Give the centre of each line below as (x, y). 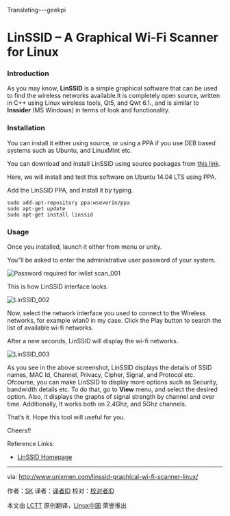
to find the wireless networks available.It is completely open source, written (114, 96)
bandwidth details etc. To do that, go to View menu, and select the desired (112, 389)
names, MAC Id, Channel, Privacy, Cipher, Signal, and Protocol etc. (101, 375)
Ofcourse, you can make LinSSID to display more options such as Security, (112, 382)
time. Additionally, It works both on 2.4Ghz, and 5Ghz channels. (97, 404)
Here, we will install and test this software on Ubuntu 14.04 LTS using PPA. (112, 177)
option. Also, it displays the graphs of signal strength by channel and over (111, 397)
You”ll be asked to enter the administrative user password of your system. (111, 260)
